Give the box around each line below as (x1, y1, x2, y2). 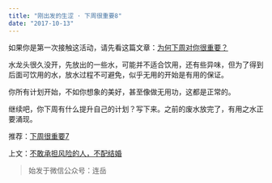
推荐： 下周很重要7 (8, 131, 70, 141)
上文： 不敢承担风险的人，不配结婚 (8, 148, 122, 158)
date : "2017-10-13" (8, 19, 74, 27)
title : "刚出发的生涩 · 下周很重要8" (8, 11, 122, 20)
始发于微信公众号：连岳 (28, 165, 107, 175)
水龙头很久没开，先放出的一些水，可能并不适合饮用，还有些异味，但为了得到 (8, 60, 264, 69)
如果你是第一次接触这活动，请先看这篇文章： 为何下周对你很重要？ (8, 42, 228, 52)
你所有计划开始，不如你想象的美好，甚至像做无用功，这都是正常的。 (8, 86, 236, 97)
